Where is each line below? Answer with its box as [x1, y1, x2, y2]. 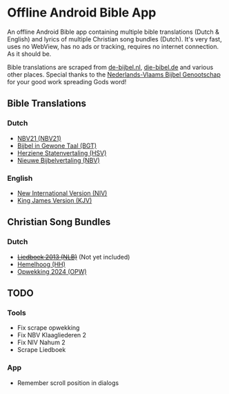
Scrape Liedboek [17, 346, 66, 354]
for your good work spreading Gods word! [7, 77, 127, 86]
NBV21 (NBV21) [17, 134, 62, 142]
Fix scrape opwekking [17, 324, 80, 332]
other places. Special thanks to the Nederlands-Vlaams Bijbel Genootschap [7, 70, 221, 79]
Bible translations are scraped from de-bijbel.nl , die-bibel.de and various [7, 63, 214, 71]
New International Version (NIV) [17, 188, 108, 197]
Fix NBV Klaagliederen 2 [17, 331, 87, 339]
